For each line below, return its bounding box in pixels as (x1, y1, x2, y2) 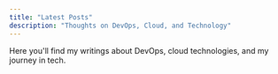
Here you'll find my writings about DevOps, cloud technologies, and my (9, 45, 269, 55)
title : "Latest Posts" (9, 12, 93, 22)
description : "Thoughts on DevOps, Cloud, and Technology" (9, 21, 232, 30)
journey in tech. (9, 55, 66, 65)
